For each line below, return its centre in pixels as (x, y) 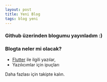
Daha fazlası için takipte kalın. (35, 74)
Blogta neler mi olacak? (33, 49)
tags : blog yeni (21, 19)
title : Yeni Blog (23, 14)
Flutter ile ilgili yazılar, (34, 60)
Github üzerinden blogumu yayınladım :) (54, 36)
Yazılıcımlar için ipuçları (36, 64)
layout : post (18, 10)
